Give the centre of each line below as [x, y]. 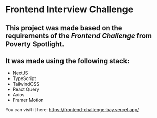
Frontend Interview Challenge [69, 9]
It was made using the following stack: [67, 61]
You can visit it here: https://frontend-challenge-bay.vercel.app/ [72, 110]
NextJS [20, 73]
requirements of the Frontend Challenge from [79, 36]
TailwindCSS [26, 84]
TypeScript [24, 78]
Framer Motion [28, 100]
